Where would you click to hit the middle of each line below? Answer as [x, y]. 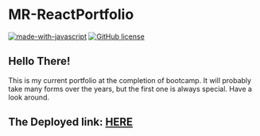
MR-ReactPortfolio [71, 15]
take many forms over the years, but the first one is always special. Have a [130, 89]
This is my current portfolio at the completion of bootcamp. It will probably [130, 80]
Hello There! [39, 61]
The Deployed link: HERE [71, 122]
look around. [29, 97]
